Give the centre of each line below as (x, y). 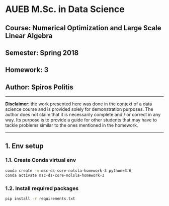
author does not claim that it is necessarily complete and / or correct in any (83, 115)
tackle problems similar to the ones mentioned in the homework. (72, 125)
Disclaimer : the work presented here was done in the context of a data (79, 104)
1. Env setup (24, 146)
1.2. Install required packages (42, 188)
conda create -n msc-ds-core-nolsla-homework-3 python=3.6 (68, 170)
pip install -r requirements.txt (40, 198)
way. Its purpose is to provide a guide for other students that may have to (81, 120)
